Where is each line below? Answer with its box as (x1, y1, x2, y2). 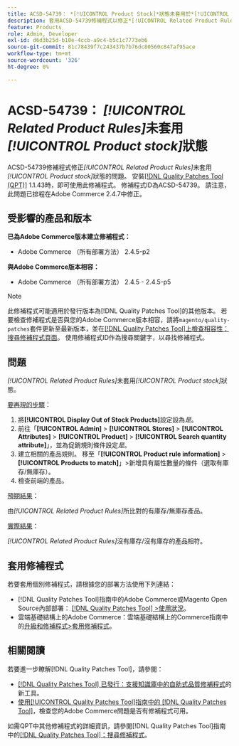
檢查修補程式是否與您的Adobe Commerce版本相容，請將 (13, 316, 179, 324)
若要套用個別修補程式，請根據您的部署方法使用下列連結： (7, 580, 176, 588)
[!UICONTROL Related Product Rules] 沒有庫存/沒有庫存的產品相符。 (7, 537, 207, 545)
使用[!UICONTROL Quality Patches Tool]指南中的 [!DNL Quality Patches (17, 698, 227, 706)
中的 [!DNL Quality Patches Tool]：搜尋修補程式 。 (7, 730, 152, 739)
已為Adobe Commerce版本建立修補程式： (7, 233, 131, 241)
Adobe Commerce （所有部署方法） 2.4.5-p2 (17, 247, 151, 256)
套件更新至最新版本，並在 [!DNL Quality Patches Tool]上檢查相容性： (29, 324, 230, 333)
